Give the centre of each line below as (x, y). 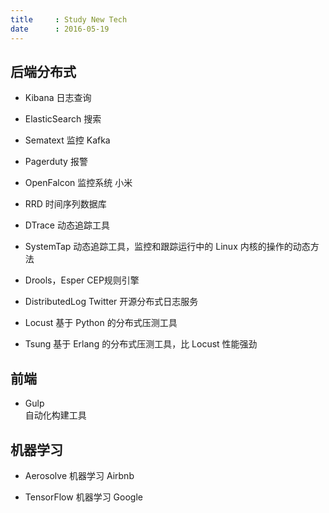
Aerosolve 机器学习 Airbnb (79, 475)
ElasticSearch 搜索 (63, 119)
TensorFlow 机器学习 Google (83, 497)
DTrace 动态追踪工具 (67, 225)
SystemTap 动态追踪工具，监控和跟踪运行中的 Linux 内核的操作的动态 (167, 247)
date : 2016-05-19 (60, 29)
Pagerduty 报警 (56, 162)
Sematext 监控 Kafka (67, 140)
